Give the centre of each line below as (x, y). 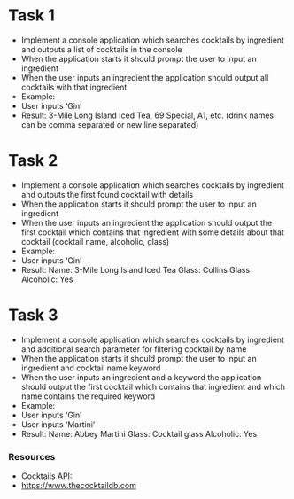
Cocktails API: (46, 476)
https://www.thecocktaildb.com (78, 486)
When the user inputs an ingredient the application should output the (147, 222)
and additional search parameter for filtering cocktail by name (134, 349)
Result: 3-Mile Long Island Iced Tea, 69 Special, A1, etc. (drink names (147, 115)
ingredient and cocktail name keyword (91, 368)
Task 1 (31, 16)
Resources (32, 456)
